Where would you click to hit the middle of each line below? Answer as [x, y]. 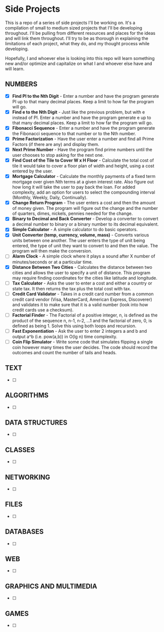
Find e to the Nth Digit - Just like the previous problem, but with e [79, 112]
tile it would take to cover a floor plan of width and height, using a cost [83, 166]
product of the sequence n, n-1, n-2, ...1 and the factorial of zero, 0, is [82, 320]
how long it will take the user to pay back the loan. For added [74, 187]
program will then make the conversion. [52, 251]
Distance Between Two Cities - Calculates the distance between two [82, 267]
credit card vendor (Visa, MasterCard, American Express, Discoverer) [82, 299]
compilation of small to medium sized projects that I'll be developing [74, 28]
